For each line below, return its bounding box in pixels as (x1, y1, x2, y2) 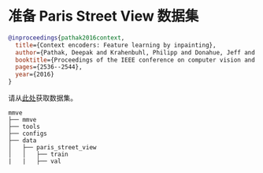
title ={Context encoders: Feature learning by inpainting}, (15, 41, 217, 49)
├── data (8, 137, 37, 145)
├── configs (8, 130, 47, 138)
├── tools (8, 123, 41, 131)
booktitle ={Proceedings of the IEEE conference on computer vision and (15, 56, 256, 64)
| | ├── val (8, 157, 61, 166)
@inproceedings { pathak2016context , (8, 33, 125, 42)
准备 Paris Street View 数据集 (8, 7, 199, 25)
